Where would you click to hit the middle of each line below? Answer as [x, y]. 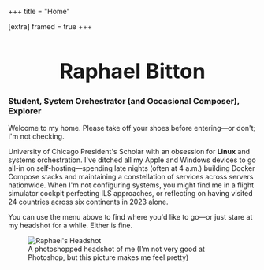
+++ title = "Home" [39, 11]
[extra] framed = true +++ [50, 26]
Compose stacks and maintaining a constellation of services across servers [131, 177]
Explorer [25, 111]
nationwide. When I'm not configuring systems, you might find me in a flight [131, 185]
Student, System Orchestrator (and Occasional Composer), [124, 102]
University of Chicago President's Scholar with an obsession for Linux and [129, 152]
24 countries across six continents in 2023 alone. [88, 202]
